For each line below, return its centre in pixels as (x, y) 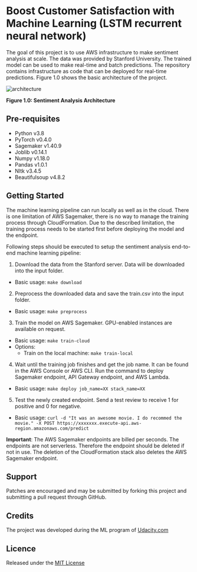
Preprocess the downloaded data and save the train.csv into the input (99, 293)
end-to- (181, 246)
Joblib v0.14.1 (31, 152)
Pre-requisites (33, 119)
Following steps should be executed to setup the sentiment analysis (88, 246)
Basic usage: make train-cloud (52, 340)
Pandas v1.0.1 (31, 164)
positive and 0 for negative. (48, 406)
